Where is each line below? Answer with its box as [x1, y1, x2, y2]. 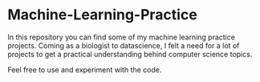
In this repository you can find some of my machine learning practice [7, 32, 236, 42]
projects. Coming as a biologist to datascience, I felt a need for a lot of [7, 40, 240, 50]
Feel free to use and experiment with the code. [7, 64, 162, 74]
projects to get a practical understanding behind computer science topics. [7, 49, 253, 59]
